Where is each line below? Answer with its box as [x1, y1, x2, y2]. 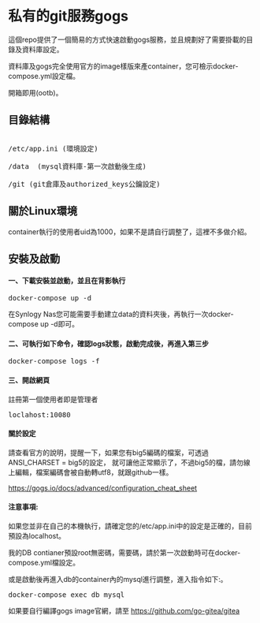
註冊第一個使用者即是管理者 [8, 394, 98, 404]
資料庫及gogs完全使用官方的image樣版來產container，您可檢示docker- [8, 61, 239, 71]
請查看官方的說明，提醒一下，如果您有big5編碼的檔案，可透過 [8, 447, 209, 457]
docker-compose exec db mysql [8, 590, 125, 599]
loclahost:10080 [8, 410, 71, 419]
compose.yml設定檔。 [8, 71, 80, 80]
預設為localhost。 [8, 531, 65, 540]
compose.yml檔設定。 [8, 558, 80, 567]
